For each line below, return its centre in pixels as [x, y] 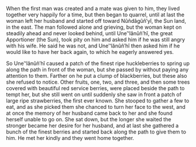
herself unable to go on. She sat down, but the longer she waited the [89, 119]
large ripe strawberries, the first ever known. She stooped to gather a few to [98, 101]
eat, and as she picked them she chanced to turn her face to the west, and [96, 107]
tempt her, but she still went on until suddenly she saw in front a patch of [94, 94]
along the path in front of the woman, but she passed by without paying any [97, 69]
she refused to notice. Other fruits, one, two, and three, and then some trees [98, 82]
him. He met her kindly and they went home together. [70, 138]
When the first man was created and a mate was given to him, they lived [93, 8]
